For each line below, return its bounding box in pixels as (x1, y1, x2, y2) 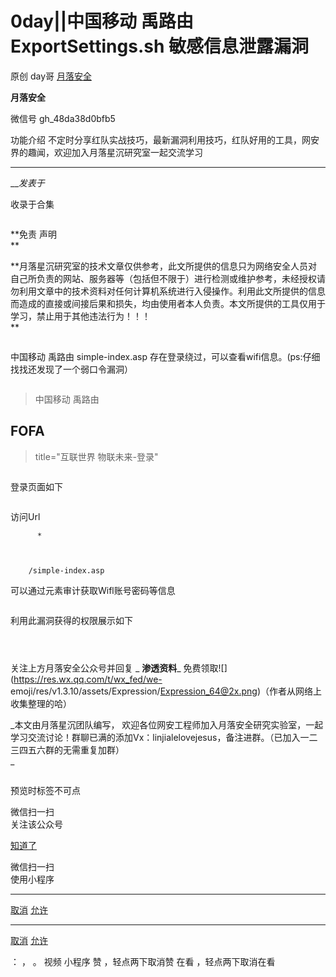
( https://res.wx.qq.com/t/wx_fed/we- (10, 673, 163, 685)
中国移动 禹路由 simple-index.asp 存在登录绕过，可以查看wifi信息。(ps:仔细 (10, 350, 321, 362)
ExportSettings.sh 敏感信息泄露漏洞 (10, 35, 309, 58)
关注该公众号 (10, 818, 63, 830)
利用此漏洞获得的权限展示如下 (10, 614, 133, 626)
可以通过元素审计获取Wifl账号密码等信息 (10, 584, 176, 596)
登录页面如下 (10, 480, 63, 492)
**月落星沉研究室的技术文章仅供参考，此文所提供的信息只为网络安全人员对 (10, 260, 318, 272)
